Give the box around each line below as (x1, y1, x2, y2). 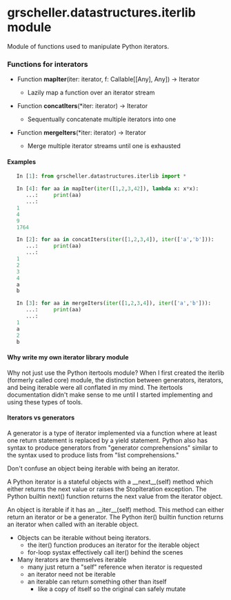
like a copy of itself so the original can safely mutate (37, 584, 186, 593)
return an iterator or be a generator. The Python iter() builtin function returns (7, 513, 224, 521)
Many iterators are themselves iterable (17, 555, 127, 563)
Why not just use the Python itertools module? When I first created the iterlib (7, 369, 225, 377)
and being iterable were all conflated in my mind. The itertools (7, 383, 183, 391)
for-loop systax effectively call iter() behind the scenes (27, 548, 183, 556)
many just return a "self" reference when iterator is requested (27, 563, 203, 571)
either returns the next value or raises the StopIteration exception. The (7, 484, 207, 493)
